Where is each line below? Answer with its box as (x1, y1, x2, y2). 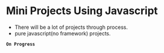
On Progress (6, 41, 35, 47)
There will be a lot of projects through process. (14, 24, 128, 31)
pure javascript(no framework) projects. (14, 29, 111, 37)
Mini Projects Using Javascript (6, 4, 158, 18)
